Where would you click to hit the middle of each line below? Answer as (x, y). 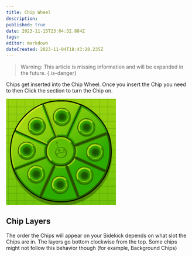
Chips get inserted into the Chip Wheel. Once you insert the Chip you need (96, 84)
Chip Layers (28, 222)
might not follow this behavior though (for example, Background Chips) (92, 248)
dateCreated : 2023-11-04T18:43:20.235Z (55, 50)
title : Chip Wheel (28, 12)
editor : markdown (27, 43)
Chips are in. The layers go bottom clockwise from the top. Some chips (92, 241)
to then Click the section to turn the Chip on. (59, 90)
